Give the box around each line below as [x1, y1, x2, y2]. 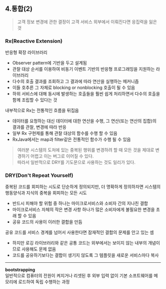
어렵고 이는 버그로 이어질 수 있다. [30, 153, 94, 159]
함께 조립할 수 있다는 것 [12, 97, 58, 103]
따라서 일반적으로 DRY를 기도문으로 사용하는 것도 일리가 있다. [17, 160, 136, 165]
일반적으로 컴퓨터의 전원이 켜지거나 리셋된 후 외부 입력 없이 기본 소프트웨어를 [5, 273, 153, 279]
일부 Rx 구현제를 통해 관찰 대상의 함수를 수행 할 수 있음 [12, 130, 118, 136]
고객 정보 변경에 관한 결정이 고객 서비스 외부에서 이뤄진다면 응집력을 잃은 [17, 19, 157, 25]
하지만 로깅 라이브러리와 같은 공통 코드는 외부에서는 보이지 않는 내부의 [12, 240, 147, 246]
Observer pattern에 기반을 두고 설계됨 [12, 60, 87, 66]
